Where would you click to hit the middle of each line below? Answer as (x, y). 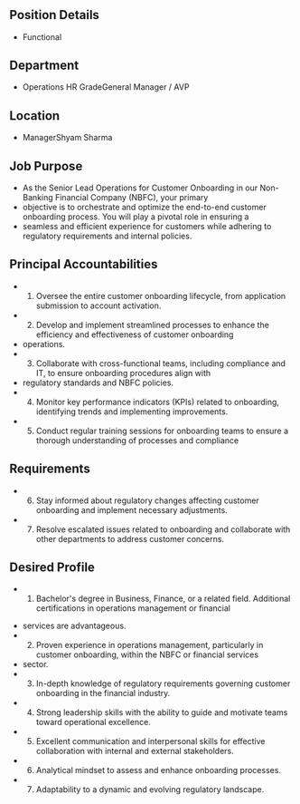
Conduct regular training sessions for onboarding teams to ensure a (162, 431)
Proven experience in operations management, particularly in (150, 645)
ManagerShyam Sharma (67, 138)
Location (35, 116)
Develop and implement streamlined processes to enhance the (152, 325)
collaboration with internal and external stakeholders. (135, 751)
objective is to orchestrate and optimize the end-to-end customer (144, 208)
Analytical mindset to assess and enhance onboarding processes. (159, 770)
